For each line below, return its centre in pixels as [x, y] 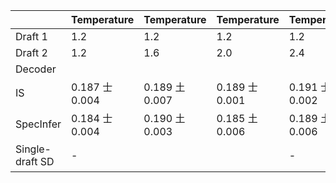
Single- [33, 149]
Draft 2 [31, 52]
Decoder [36, 69]
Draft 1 [31, 36]
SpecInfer [38, 124]
